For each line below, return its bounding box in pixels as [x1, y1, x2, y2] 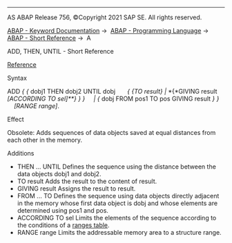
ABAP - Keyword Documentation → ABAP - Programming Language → [7, 27, 209, 34]
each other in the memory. [7, 136, 83, 144]
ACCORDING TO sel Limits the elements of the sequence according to [17, 214, 217, 222]
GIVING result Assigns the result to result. [17, 184, 136, 193]
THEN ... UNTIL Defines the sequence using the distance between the [17, 162, 216, 171]
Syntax [7, 74, 28, 82]
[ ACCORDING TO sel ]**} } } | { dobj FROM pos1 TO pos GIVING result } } [7, 94, 220, 103]
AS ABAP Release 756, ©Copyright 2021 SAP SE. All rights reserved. [7, 13, 202, 21]
